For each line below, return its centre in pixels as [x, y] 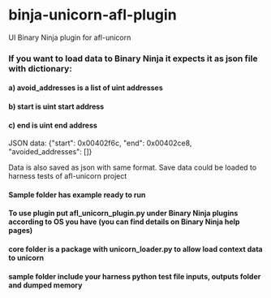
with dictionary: [41, 68]
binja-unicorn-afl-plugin [92, 15]
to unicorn [26, 258]
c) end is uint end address [53, 125]
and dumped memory [45, 285]
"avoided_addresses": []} [50, 152]
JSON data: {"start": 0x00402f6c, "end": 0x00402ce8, [100, 143]
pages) [21, 231]
